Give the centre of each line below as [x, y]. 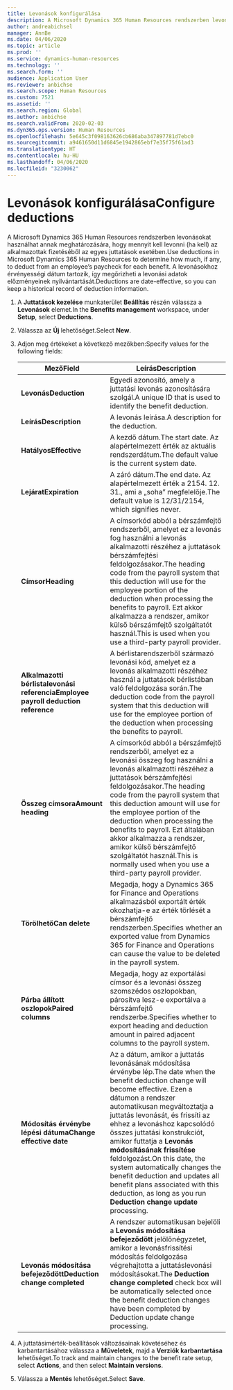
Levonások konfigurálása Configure [111, 203]
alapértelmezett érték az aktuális [163, 446]
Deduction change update [154, 1202]
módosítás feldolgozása [149, 1256]
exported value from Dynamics [160, 936]
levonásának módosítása [150, 1063]
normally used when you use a [159, 864]
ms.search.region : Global [44, 110]
